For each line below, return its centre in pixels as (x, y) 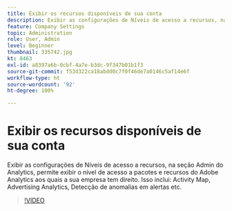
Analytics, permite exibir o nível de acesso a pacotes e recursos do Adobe (113, 172)
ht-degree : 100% (30, 91)
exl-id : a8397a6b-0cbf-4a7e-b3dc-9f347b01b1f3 (75, 65)
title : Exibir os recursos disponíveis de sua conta (85, 13)
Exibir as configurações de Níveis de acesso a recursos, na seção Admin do (115, 165)
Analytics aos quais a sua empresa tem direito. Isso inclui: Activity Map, (109, 180)
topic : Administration (40, 33)
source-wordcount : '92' (41, 84)
